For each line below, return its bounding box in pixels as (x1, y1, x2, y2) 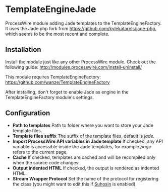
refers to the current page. (12, 149, 68, 155)
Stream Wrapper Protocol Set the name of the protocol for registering (12, 175, 159, 181)
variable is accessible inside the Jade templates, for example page (12, 143, 151, 149)
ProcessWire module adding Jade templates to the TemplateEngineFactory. (5, 20, 162, 26)
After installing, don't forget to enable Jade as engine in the (5, 89, 129, 95)
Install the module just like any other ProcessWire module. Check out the (5, 59, 156, 65)
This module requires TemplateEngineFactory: (5, 74, 101, 80)
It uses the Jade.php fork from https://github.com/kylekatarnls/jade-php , (5, 25, 157, 31)
